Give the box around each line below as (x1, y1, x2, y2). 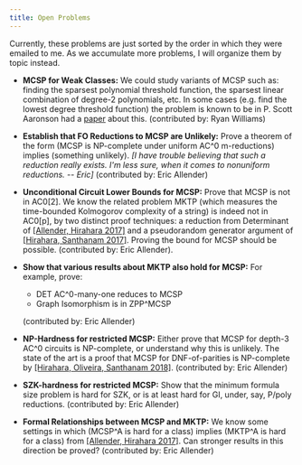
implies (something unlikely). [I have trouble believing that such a (22, 150, 267, 161)
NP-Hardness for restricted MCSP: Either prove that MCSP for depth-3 (22, 333, 289, 344)
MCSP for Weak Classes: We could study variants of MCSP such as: (22, 74, 279, 86)
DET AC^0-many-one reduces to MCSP (35, 288, 184, 299)
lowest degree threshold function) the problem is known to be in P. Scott (22, 103, 293, 114)
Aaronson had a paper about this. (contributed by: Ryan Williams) (22, 113, 267, 124)
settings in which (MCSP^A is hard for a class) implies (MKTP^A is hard (22, 425, 287, 436)
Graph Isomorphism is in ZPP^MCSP (35, 298, 172, 309)
